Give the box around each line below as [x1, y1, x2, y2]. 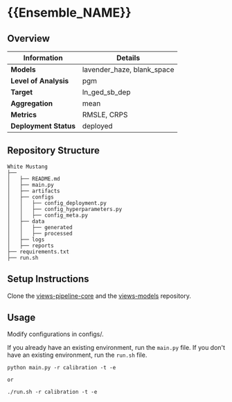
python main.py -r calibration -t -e [7, 365, 116, 371]
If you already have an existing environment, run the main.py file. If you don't [7, 344, 226, 352]
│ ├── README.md [7, 175, 60, 182]
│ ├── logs [7, 236, 45, 243]
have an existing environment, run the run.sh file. [7, 351, 148, 359]
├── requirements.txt [7, 248, 70, 255]
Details [116, 53, 141, 62]
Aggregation [10, 99, 53, 108]
